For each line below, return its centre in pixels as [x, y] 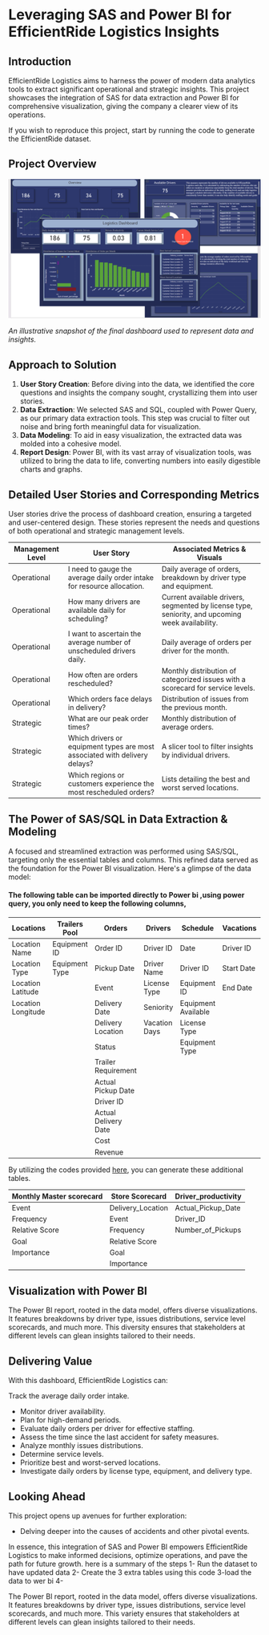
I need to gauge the [100, 569]
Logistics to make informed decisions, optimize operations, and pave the [128, 1555]
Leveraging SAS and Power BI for [120, 15]
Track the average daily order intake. [69, 1396]
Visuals [209, 557]
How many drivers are [104, 601]
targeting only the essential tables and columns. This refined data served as [133, 859]
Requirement [116, 1071]
